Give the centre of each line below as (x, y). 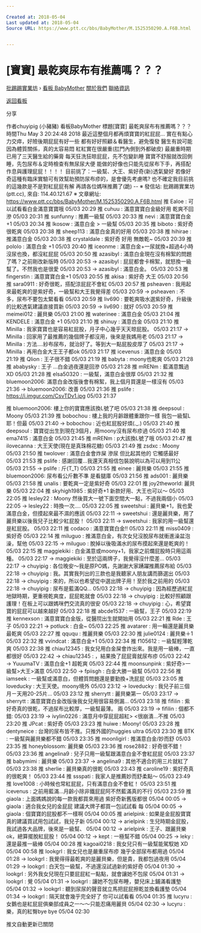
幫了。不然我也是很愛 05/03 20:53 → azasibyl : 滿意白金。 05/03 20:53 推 (97, 269)
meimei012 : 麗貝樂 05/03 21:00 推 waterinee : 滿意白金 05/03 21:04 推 (93, 314)
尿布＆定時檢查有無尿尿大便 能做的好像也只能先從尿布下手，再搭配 (109, 164)
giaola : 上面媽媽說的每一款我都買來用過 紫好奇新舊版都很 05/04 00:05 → (96, 799)
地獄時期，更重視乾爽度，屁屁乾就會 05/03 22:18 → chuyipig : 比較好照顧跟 (99, 596)
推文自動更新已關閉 (30, 924)
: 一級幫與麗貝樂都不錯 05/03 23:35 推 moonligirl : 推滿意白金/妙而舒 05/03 (99, 739)
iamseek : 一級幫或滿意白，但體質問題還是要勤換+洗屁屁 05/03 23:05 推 (95, 679)
